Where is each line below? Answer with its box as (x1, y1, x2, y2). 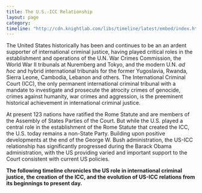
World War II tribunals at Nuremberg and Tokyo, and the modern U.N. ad (6, 61, 185, 68)
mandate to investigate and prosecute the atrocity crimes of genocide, (6, 86, 181, 94)
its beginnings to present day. (6, 180, 82, 187)
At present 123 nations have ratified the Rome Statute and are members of (6, 111, 190, 118)
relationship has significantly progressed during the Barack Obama (6, 143, 172, 150)
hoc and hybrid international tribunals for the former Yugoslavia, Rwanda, (6, 67, 188, 75)
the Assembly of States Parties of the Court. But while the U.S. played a (6, 117, 183, 125)
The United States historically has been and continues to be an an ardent (6, 42, 187, 49)
